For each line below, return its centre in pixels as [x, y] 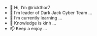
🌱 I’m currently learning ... [36, 18]
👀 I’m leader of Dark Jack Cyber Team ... [51, 13]
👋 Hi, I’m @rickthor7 [30, 8]
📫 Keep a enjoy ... [29, 28]
